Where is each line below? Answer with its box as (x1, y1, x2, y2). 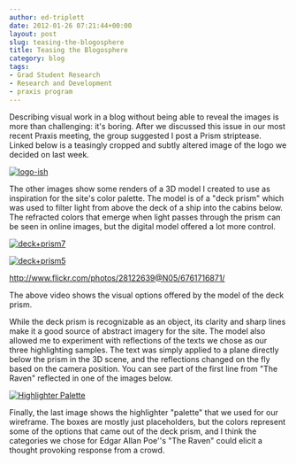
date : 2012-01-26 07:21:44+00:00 (9, 21, 133, 30)
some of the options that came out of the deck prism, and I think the (9, 426, 257, 437)
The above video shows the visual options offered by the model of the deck (9, 290, 285, 300)
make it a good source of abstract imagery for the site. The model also (9, 325, 266, 336)
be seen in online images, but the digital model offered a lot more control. (9, 220, 277, 231)
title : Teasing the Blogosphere (9, 46, 128, 55)
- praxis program (9, 87, 73, 96)
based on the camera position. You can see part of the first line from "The (9, 363, 278, 374)
